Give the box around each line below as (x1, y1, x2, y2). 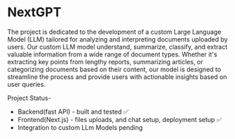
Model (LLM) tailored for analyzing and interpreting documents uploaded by (7, 35, 228, 43)
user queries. (7, 80, 46, 88)
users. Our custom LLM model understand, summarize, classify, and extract (7, 42, 228, 51)
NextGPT (7, 4, 62, 20)
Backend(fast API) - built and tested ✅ (17, 107, 129, 116)
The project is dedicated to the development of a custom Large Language (7, 28, 222, 36)
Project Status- (7, 93, 52, 102)
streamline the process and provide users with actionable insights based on (7, 72, 227, 81)
